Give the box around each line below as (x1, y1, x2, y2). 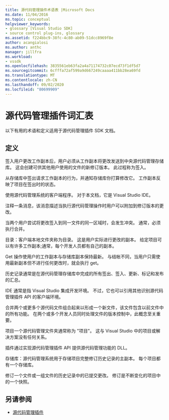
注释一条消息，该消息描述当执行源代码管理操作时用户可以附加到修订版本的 (5, 203, 159, 209)
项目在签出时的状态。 (14, 182, 58, 188)
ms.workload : (5, 54, 33, 59)
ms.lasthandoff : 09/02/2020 (5, 82, 64, 87)
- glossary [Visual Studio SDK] (5, 26, 73, 31)
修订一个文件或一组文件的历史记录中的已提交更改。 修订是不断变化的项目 (5, 373, 156, 379)
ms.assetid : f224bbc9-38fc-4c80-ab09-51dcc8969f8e (5, 36, 114, 41)
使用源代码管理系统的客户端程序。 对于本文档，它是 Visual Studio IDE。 (5, 192, 153, 198)
